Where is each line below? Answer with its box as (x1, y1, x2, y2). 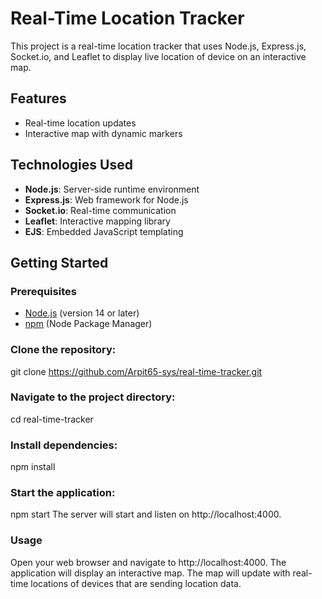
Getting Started (10, 254, 109, 271)
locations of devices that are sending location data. (30, 577, 242, 589)
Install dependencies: (10, 438, 118, 452)
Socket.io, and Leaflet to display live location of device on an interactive (10, 50, 307, 62)
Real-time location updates (24, 117, 137, 129)
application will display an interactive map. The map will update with (10, 567, 291, 579)
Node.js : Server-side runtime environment (24, 183, 200, 195)
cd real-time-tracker (10, 413, 94, 425)
